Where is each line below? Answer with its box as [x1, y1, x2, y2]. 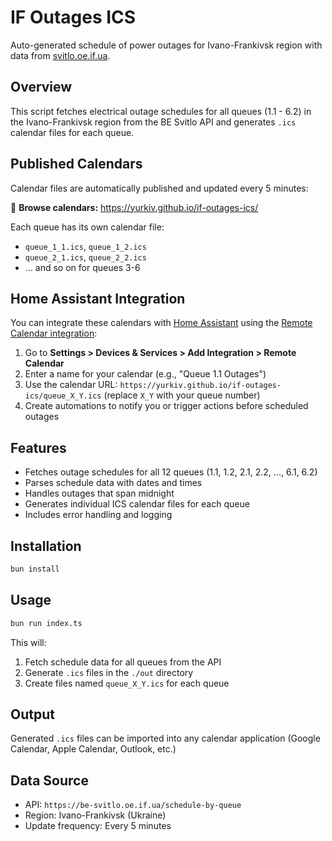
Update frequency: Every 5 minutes [24, 820, 172, 832]
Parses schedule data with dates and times [24, 477, 203, 489]
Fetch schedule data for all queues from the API [24, 656, 222, 668]
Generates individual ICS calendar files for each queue [24, 498, 250, 510]
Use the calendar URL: [24, 379, 118, 391]
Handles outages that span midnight [24, 487, 175, 500]
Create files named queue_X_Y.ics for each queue [24, 677, 230, 689]
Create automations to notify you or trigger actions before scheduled [24, 400, 309, 412]
